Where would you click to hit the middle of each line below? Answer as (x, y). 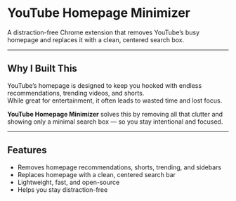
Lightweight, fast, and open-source (68, 182)
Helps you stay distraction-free (63, 189)
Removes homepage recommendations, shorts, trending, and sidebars (119, 167)
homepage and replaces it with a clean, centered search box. (96, 39)
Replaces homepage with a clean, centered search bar (97, 174)
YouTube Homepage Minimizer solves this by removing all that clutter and (115, 114)
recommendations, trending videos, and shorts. (76, 93)
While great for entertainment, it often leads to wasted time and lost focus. (115, 100)
